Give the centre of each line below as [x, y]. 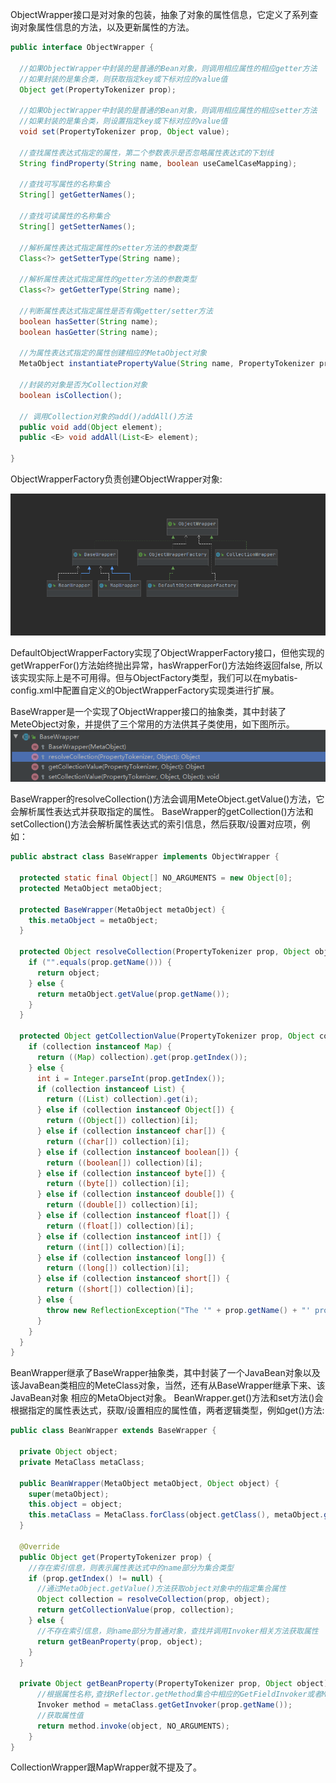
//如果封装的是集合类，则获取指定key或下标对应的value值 [123, 79]
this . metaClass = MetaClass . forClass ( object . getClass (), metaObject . [176, 1515]
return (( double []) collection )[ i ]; [122, 1205]
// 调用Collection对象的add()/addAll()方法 [106, 416]
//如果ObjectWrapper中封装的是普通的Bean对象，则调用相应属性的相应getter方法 [168, 68]
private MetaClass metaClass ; [82, 1462]
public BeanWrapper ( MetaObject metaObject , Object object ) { [149, 1483]
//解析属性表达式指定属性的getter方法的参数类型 [108, 279]
